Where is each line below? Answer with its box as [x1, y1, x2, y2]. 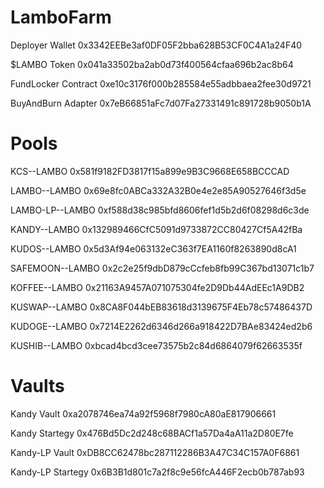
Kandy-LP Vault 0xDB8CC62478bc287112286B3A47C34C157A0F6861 [10, 446, 300, 458]
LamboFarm [10, 6, 112, 29]
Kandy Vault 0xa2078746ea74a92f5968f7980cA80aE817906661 [10, 407, 277, 420]
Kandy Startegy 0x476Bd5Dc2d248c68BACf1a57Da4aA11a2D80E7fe [10, 427, 294, 439]
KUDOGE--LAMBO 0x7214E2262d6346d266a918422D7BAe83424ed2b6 [10, 320, 313, 332]
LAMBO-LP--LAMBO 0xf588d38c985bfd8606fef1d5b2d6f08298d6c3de [10, 204, 310, 216]
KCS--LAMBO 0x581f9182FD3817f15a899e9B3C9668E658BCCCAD [10, 165, 290, 177]
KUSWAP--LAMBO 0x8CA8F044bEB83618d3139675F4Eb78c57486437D [10, 301, 313, 313]
